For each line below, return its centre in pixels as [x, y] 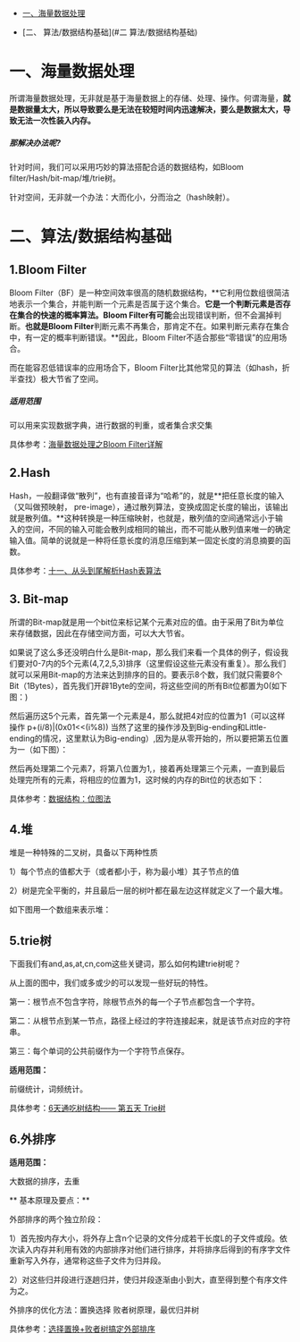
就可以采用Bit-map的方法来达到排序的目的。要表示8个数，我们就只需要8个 [146, 675]
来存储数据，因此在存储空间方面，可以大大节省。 [99, 633]
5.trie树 [30, 941]
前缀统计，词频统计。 [48, 1089]
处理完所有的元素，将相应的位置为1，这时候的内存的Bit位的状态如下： [137, 779]
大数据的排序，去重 [45, 1181]
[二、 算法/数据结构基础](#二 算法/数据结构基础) [110, 32]
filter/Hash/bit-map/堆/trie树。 [65, 178]
